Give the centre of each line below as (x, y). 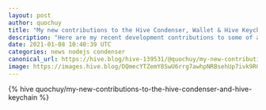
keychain (23, 97)
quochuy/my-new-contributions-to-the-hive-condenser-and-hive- (144, 89)
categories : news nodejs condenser (67, 52)
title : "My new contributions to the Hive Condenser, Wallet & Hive (123, 30)
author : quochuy (35, 23)
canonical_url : (33, 60)
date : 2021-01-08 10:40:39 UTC (60, 45)
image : (19, 67)
